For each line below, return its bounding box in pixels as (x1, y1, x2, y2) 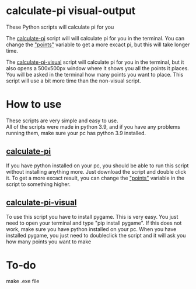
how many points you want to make (6, 238, 92, 245)
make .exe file (6, 278, 40, 285)
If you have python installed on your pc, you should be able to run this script (6, 162, 189, 169)
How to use (6, 98, 62, 111)
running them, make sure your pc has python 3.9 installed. (6, 129, 146, 136)
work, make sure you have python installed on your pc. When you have (6, 225, 177, 232)
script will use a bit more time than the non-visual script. (6, 77, 141, 84)
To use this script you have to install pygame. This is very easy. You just (6, 213, 178, 220)
